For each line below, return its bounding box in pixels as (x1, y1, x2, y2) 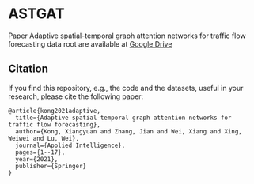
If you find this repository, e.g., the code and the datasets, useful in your (8, 83, 244, 92)
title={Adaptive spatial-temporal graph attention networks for (15, 114, 232, 122)
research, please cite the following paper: (8, 92, 144, 101)
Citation (8, 62, 49, 76)
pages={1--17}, (15, 148, 66, 156)
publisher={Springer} (15, 162, 87, 170)
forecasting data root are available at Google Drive (8, 39, 172, 48)
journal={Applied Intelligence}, (15, 141, 126, 149)
